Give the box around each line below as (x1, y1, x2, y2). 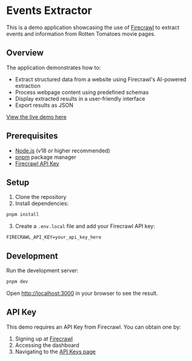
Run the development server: (6, 267, 79, 274)
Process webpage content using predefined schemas (15, 89, 149, 96)
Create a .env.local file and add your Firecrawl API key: (15, 223, 156, 230)
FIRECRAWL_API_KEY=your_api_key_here (6, 234, 102, 240)
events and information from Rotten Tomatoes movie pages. (6, 30, 156, 37)
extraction (15, 82, 41, 89)
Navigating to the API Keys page (15, 348, 96, 355)
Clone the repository (15, 194, 67, 201)
